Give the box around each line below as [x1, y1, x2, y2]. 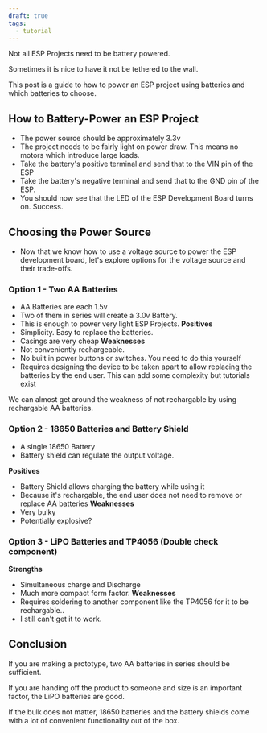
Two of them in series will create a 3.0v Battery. [19, 311, 179, 321]
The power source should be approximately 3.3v [19, 134, 181, 143]
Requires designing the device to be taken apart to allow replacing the [19, 362, 253, 371]
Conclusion [8, 637, 68, 651]
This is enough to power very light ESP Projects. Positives [19, 319, 213, 329]
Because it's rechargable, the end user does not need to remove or [19, 490, 243, 499]
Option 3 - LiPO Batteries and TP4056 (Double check [8, 536, 219, 547]
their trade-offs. [19, 263, 73, 273]
